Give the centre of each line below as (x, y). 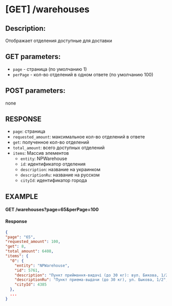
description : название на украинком (60, 170)
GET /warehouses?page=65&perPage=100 (52, 210)
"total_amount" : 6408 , (29, 251)
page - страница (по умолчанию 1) (50, 69)
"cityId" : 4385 (31, 285)
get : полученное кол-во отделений (51, 142)
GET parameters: (33, 57)
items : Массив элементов (41, 153)
